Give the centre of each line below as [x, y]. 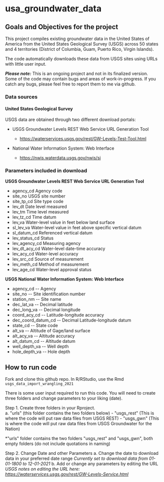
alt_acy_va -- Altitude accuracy [43, 336]
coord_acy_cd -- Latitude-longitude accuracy [58, 315]
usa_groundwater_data [53, 9]
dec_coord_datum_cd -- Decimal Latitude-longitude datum [72, 320]
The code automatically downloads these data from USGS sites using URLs [81, 59]
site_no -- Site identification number [49, 294]
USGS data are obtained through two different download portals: [71, 120]
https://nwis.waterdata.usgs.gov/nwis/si [60, 158]
